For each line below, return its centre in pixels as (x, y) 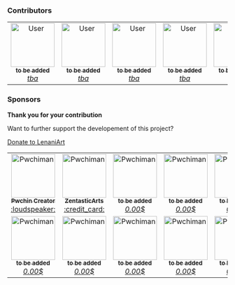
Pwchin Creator (33, 201)
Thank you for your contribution (55, 115)
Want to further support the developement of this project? (91, 128)
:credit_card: (84, 209)
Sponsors (24, 99)
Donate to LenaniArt (36, 141)
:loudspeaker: (33, 209)
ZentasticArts (84, 201)
